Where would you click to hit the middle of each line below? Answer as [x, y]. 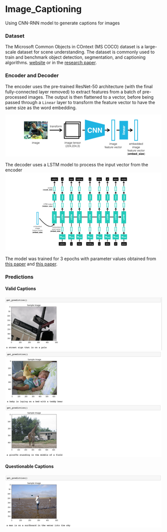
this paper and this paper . [32, 264]
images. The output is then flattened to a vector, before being [91, 97]
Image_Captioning [43, 9]
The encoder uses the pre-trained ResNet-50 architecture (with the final [79, 86]
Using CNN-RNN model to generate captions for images [63, 23]
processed [16, 97]
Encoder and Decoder [32, 76]
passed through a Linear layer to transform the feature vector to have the [80, 102]
